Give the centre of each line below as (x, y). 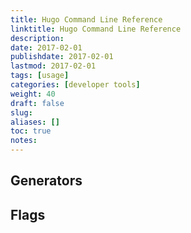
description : (37, 38)
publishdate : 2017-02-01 (62, 57)
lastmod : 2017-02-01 (53, 66)
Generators (46, 181)
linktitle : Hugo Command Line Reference (96, 29)
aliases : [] (35, 122)
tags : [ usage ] (40, 76)
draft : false (37, 103)
